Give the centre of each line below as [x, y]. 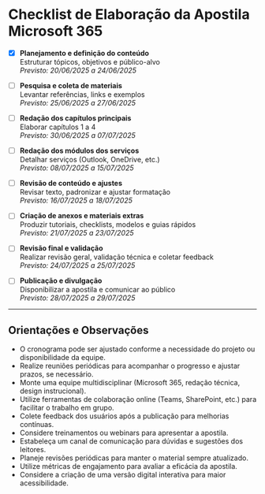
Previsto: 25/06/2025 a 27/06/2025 [78, 103]
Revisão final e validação [62, 248]
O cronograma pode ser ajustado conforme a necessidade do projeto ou [137, 349]
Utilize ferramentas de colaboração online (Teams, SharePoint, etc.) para [138, 399]
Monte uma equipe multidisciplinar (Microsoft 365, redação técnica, [130, 383]
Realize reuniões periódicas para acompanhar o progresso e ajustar [130, 366]
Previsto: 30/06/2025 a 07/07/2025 [78, 136]
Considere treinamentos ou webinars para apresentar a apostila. [124, 433]
